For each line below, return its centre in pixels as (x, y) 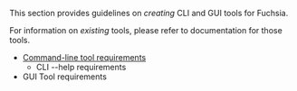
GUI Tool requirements (64, 77)
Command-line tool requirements (84, 57)
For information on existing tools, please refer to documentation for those (146, 30)
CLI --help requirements (81, 67)
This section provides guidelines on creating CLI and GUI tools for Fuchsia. (149, 13)
